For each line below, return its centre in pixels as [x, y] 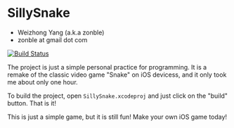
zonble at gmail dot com [52, 39]
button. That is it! [32, 103]
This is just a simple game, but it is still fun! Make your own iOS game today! [117, 117]
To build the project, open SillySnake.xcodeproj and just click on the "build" [118, 96]
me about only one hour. [43, 82]
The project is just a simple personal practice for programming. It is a [107, 67]
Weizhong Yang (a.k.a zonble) [61, 32]
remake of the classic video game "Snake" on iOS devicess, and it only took [117, 75]
